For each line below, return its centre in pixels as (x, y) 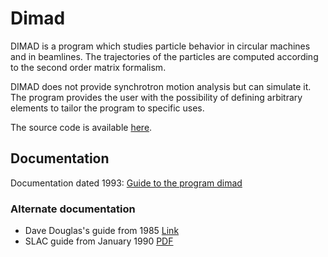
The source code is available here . (81, 127)
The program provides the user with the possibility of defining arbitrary (156, 97)
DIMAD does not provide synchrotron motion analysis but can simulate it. (161, 86)
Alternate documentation (73, 209)
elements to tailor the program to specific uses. (107, 108)
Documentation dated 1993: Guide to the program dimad (126, 183)
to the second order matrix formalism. (88, 67)
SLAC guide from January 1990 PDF (99, 241)
